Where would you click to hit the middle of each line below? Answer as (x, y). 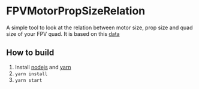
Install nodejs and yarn (43, 67)
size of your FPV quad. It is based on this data (63, 33)
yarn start (28, 80)
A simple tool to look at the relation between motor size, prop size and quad (99, 27)
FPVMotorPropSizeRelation (76, 11)
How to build (30, 53)
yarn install (31, 74)
